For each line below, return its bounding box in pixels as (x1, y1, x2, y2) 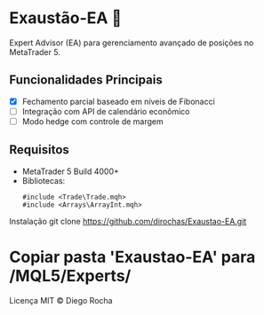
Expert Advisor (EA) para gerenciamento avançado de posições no (9, 37, 254, 48)
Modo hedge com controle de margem (21, 115, 164, 127)
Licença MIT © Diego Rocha (9, 295, 113, 305)
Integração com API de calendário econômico (21, 106, 190, 116)
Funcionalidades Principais (9, 73, 163, 88)
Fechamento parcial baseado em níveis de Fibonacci (21, 96, 215, 106)
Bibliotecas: (21, 175, 66, 185)
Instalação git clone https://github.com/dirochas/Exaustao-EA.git (9, 216, 247, 226)
